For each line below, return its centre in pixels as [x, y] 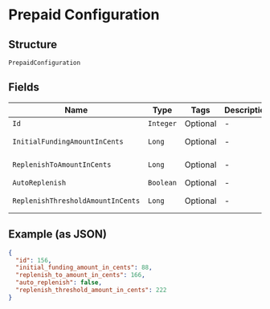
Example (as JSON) [57, 234]
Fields [24, 87]
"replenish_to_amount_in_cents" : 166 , [81, 275]
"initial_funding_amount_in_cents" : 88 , [84, 268]
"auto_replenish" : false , [59, 283]
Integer [162, 123]
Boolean [162, 183]
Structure [33, 45]
